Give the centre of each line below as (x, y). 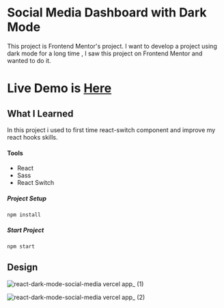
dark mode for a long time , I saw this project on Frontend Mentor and (105, 53)
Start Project (26, 230)
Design (23, 267)
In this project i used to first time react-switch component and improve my (111, 130)
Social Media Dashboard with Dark (107, 13)
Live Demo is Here (59, 89)
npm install (24, 215)
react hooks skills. (32, 137)
